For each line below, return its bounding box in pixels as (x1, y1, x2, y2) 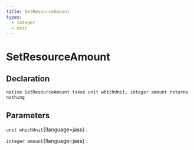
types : (6, 14, 22, 20)
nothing (6, 95, 25, 101)
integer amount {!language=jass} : (6, 138, 88, 145)
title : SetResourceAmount (6, 8, 70, 15)
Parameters (6, 110, 50, 121)
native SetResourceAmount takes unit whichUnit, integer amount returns (6, 89, 189, 95)
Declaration (6, 74, 50, 84)
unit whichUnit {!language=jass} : (6, 126, 88, 133)
